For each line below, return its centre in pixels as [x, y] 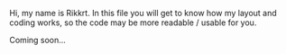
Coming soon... [37, 40]
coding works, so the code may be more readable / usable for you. [133, 22]
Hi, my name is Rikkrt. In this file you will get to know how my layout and [143, 13]
